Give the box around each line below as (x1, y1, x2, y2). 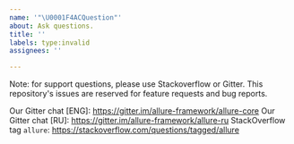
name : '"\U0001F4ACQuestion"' (9, 13, 123, 22)
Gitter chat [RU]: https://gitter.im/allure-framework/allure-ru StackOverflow (9, 115, 286, 126)
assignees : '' (9, 47, 63, 55)
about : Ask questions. (9, 21, 94, 30)
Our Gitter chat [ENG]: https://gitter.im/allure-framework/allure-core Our (9, 106, 275, 116)
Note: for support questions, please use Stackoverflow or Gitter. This (9, 79, 264, 89)
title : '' (9, 30, 47, 38)
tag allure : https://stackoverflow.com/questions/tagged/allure (9, 124, 240, 135)
